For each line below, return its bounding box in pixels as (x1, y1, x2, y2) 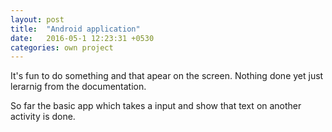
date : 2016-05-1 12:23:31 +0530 (10, 33, 155, 43)
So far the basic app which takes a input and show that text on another (10, 100, 302, 112)
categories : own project (10, 42, 114, 53)
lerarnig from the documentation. (10, 81, 147, 93)
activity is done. (10, 111, 76, 123)
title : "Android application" (10, 24, 141, 34)
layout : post (10, 14, 65, 25)
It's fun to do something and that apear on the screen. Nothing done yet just (10, 70, 324, 82)
